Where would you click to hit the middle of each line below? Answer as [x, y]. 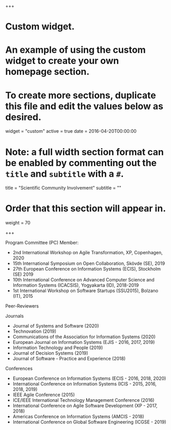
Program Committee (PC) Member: [42, 243]
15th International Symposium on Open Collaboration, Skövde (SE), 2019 [89, 263]
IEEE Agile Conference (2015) [44, 395]
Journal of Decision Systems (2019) [50, 353]
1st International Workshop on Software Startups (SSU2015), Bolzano [85, 291]
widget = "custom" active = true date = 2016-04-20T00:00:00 [71, 131]
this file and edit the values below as [84, 106]
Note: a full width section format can [84, 152]
